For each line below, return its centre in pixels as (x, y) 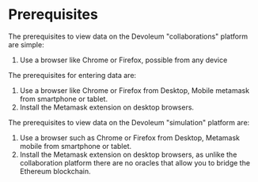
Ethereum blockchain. (55, 171)
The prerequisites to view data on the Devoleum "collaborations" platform (128, 36)
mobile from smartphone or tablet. (76, 146)
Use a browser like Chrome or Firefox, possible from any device (123, 60)
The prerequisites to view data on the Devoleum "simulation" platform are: (129, 122)
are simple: (27, 44)
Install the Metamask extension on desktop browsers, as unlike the (128, 154)
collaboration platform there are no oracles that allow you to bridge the (135, 162)
